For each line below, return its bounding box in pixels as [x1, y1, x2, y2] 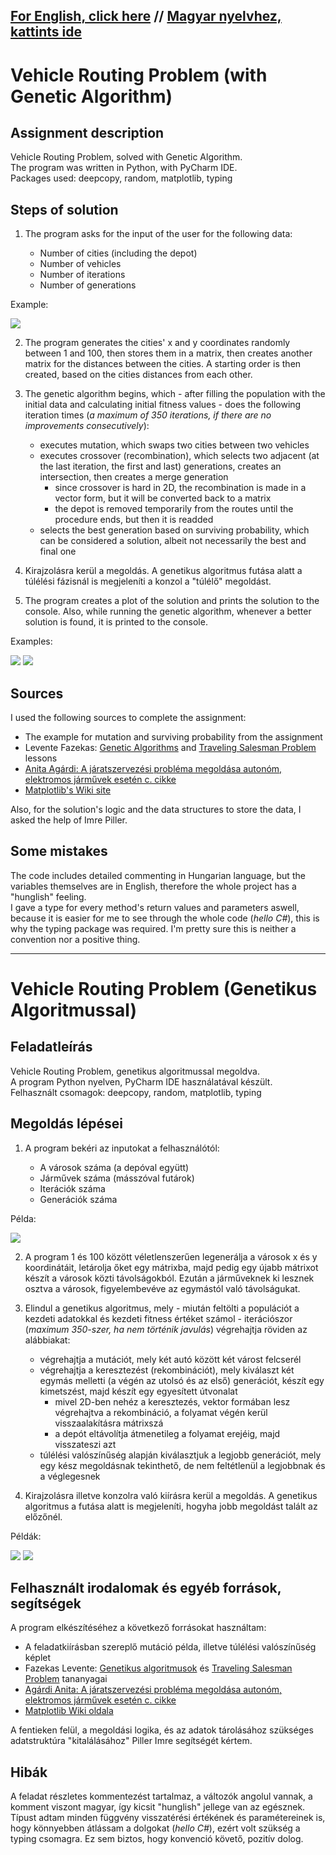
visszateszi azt [54, 1438, 117, 1450]
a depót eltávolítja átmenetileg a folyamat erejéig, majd [54, 1427, 281, 1439]
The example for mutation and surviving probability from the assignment [24, 731, 323, 743]
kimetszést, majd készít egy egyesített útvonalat [39, 1385, 238, 1397]
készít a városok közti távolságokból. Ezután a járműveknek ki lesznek [24, 1272, 315, 1284]
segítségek [10, 1595, 82, 1613]
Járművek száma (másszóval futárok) [39, 1172, 195, 1184]
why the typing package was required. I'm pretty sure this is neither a [10, 922, 297, 934]
